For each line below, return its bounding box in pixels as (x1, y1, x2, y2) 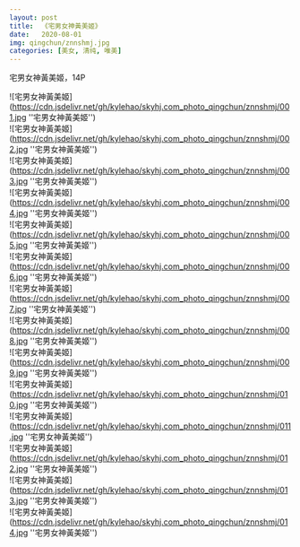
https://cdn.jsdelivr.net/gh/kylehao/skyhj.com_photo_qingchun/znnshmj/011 (12, 421, 292, 431)
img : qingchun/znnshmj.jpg (9, 38, 110, 48)
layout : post (9, 13, 58, 22)
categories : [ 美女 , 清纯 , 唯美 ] (9, 47, 123, 56)
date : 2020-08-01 (9, 30, 82, 39)
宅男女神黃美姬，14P (9, 73, 86, 83)
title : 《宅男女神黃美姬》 (9, 22, 102, 30)
